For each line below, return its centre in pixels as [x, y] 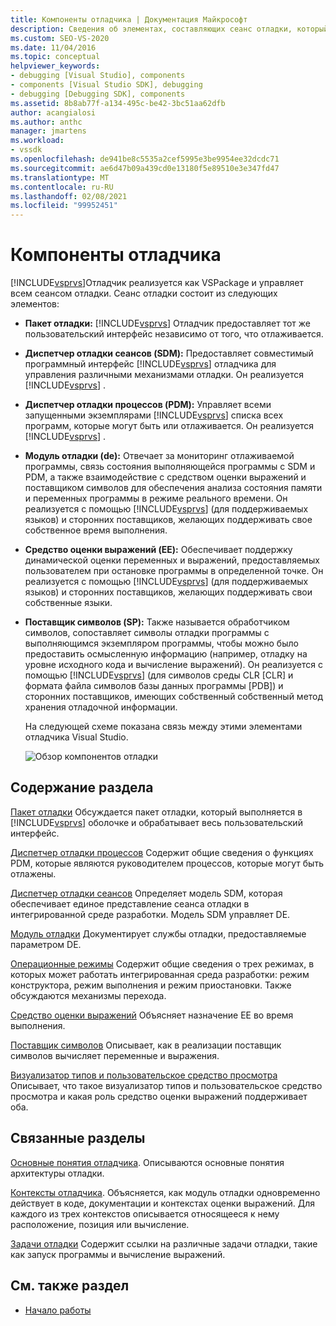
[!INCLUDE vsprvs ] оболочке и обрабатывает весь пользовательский [156, 822]
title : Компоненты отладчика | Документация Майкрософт [129, 19]
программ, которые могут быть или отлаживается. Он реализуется [169, 426]
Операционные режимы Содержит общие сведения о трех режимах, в [162, 963]
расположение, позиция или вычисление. [100, 1224]
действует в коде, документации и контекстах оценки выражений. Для [162, 1203]
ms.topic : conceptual [55, 57]
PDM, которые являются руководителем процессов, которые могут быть [167, 863]
